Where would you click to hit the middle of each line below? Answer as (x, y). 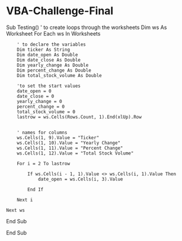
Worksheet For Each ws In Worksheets (53, 33)
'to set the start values (49, 86)
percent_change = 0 (41, 107)
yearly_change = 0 (39, 101)
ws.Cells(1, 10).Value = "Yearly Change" (68, 143)
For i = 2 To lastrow (43, 163)
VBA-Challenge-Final (60, 11)
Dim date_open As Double (47, 54)
